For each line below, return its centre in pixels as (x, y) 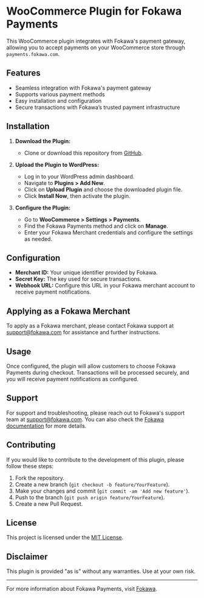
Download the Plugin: (43, 141)
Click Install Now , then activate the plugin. (77, 195)
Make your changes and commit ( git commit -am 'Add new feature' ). (102, 491)
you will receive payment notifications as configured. (72, 379)
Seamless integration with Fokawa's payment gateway (83, 88)
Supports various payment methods (60, 94)
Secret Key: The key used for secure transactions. (78, 279)
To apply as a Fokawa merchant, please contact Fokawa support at (90, 326)
